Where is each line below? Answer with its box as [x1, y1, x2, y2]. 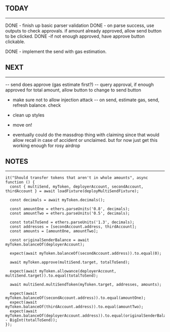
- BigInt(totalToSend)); [5, 318, 58, 323]
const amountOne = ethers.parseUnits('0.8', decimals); [10, 206, 130, 212]
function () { [5, 180, 35, 185]
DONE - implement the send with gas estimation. [5, 48, 107, 54]
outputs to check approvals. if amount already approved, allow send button [5, 27, 162, 34]
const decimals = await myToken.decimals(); [10, 198, 105, 203]
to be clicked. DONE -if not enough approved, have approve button [5, 33, 145, 39]
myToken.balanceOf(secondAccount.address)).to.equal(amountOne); [5, 295, 146, 300]
